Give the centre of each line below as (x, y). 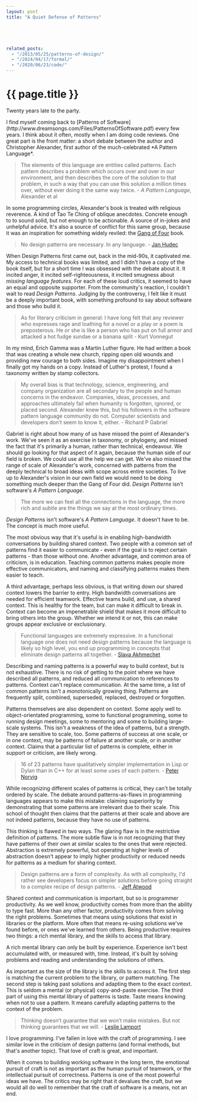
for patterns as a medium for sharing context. (61, 862)
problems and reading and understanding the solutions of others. (85, 959)
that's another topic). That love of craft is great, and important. (82, 1051)
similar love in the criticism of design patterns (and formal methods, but (93, 1044)
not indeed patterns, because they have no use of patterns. (78, 819)
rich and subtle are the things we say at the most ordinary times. (99, 508)
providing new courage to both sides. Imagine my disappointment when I (95, 360)
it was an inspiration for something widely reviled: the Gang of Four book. (95, 233)
